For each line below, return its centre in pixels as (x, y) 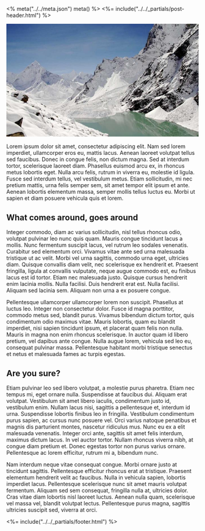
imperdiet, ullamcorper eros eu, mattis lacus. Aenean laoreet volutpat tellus (101, 153)
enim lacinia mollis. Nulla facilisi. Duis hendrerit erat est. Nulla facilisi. (93, 284)
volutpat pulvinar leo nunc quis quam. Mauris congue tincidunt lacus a (95, 239)
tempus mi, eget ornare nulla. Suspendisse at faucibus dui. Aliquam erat (97, 394)
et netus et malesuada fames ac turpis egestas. (66, 354)
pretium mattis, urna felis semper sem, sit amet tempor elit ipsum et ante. (98, 185)
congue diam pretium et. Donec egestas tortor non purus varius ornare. (96, 446)
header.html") (23, 15)
